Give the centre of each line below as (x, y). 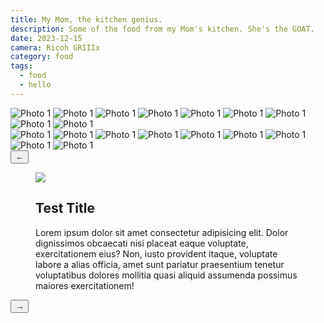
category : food (42, 57)
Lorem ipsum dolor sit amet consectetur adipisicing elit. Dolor (162, 232)
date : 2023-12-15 (46, 38)
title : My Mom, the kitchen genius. (86, 19)
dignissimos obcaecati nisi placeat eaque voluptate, (142, 243)
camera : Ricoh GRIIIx (55, 47)
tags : (21, 66)
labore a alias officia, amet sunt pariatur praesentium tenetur (160, 264)
